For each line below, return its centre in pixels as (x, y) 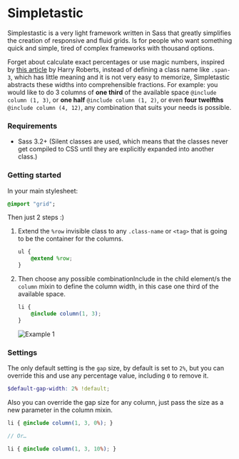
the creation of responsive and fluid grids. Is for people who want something (120, 40)
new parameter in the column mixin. (60, 410)
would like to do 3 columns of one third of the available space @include (112, 92)
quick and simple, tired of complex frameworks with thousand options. (111, 48)
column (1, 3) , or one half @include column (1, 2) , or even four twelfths (116, 100)
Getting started (35, 175)
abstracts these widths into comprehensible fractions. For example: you (113, 84)
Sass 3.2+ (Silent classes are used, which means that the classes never (123, 141)
